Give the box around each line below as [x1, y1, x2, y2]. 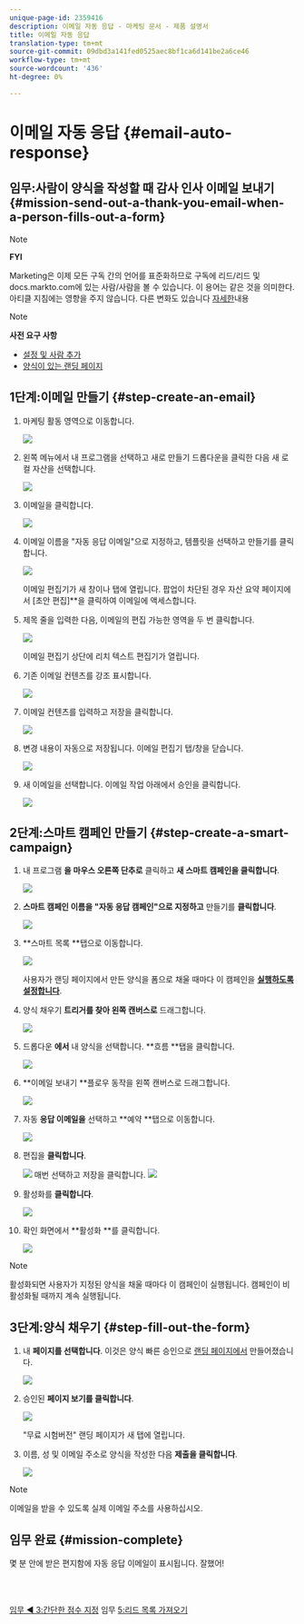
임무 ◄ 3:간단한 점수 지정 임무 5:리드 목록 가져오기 [9, 1605, 189, 1615]
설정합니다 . [22, 985, 63, 996]
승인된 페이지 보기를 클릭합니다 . [22, 1393, 134, 1404]
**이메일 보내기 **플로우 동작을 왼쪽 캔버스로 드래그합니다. [22, 1078, 230, 1089]
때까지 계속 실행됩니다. [40, 1290, 122, 1301]
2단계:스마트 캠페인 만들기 [9, 824, 148, 841]
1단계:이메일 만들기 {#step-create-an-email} [9, 390, 257, 405]
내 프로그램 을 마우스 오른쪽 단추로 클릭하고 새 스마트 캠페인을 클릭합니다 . [22, 865, 279, 876]
